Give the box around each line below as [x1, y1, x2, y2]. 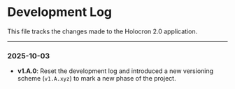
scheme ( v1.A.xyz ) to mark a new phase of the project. [17, 74, 176, 83]
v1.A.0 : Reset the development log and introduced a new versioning [17, 67, 214, 75]
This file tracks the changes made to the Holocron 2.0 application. [7, 27, 198, 35]
